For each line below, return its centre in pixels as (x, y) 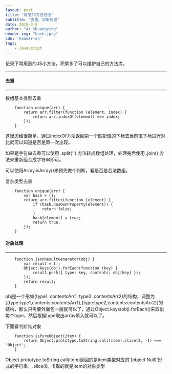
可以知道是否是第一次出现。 (43, 142)
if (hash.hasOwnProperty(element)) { (73, 204)
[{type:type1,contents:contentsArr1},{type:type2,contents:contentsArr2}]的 (84, 303)
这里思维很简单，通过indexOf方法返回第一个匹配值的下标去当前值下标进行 (83, 136)
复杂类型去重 (19, 181)
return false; (57, 209)
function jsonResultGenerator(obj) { (55, 259)
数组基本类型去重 (23, 98)
